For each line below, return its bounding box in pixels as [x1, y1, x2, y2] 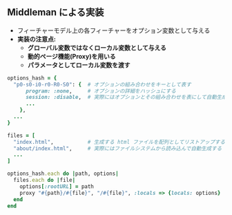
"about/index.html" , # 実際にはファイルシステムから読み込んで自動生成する [13, 144, 222, 152]
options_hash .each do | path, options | [7, 170, 119, 178]
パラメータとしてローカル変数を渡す [27, 61, 130, 69]
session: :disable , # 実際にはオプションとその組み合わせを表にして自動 [25, 94, 217, 101]
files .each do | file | [13, 177, 76, 184]
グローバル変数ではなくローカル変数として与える [27, 44, 167, 52]
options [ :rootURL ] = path [19, 183, 95, 190]
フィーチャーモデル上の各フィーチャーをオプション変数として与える [17, 26, 211, 35]
